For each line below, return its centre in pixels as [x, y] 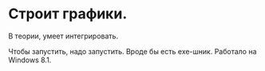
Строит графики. [68, 14]
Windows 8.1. [30, 60]
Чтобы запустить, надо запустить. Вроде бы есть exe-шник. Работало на [132, 51]
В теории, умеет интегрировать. [63, 36]
